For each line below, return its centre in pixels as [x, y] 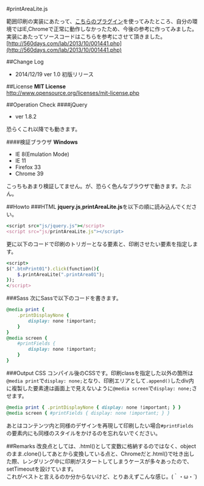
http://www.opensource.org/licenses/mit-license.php [73, 93]
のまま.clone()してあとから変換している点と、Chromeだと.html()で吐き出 [98, 454]
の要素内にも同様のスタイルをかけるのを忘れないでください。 [84, 433]
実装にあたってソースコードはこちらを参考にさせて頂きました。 [86, 37]
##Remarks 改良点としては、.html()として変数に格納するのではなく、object [101, 446]
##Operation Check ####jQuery [47, 105]
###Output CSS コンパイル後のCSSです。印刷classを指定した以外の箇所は [100, 373]
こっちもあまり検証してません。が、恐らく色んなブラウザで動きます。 [93, 186]
